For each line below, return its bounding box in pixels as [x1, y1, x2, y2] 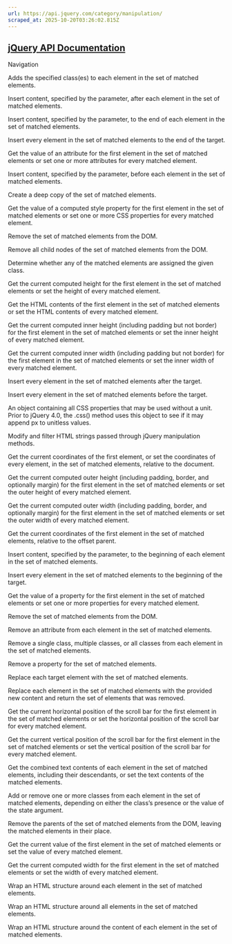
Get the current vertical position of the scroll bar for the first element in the [8, 735, 220, 744]
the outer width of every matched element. [8, 516, 130, 525]
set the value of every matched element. [8, 847, 123, 856]
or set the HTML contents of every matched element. [8, 308, 159, 316]
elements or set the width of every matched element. [8, 868, 159, 877]
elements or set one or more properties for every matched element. [8, 599, 200, 608]
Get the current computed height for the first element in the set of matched [8, 280, 222, 288]
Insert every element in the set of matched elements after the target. [8, 377, 202, 385]
